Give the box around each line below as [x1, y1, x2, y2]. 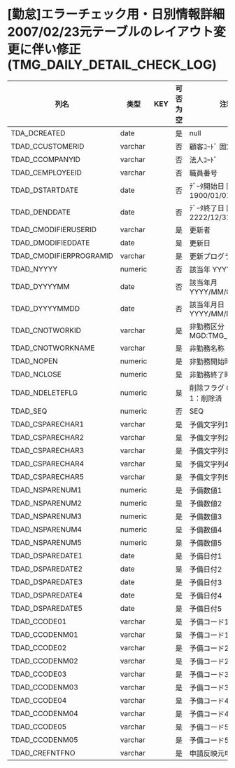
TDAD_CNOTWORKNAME [10, 343, 95, 353]
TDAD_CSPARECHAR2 [10, 432, 85, 442]
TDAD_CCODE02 [10, 642, 67, 652]
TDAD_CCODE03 [10, 669, 67, 679]
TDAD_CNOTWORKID [10, 325, 82, 335]
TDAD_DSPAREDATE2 [10, 564, 83, 574]
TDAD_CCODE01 [10, 617, 67, 626]
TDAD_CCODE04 [10, 695, 67, 705]
